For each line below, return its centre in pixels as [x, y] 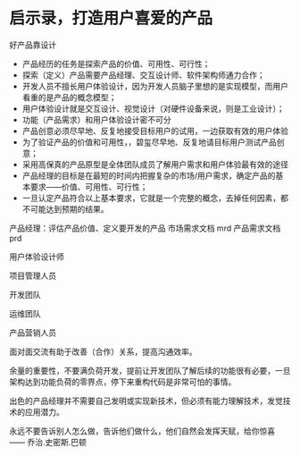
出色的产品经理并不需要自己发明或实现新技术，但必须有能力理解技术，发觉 [146, 401]
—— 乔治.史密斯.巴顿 [48, 442]
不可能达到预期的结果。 [65, 209]
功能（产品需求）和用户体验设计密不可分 [96, 119]
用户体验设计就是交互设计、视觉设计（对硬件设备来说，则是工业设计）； [153, 108]
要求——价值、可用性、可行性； [89, 186]
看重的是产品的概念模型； [69, 97]
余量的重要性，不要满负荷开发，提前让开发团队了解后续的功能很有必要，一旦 [150, 370]
